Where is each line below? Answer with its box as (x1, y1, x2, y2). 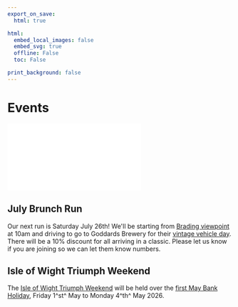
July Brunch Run (7, 203, 83, 215)
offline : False (14, 50, 59, 57)
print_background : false (7, 69, 81, 76)
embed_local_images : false (14, 36, 94, 43)
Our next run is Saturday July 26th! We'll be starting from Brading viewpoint (7, 222, 230, 230)
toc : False (14, 56, 46, 64)
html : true (14, 17, 46, 24)
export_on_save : (7, 10, 56, 18)
